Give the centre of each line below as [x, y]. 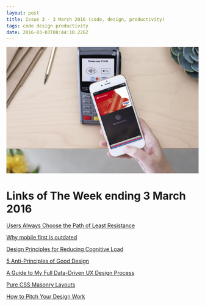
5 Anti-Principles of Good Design [48, 261]
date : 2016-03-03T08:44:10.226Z [47, 32]
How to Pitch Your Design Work [46, 297]
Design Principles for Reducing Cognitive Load [65, 249]
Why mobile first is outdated [42, 238]
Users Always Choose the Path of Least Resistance [71, 225]
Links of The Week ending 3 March [96, 196]
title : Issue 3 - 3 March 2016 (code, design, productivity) [86, 19]
